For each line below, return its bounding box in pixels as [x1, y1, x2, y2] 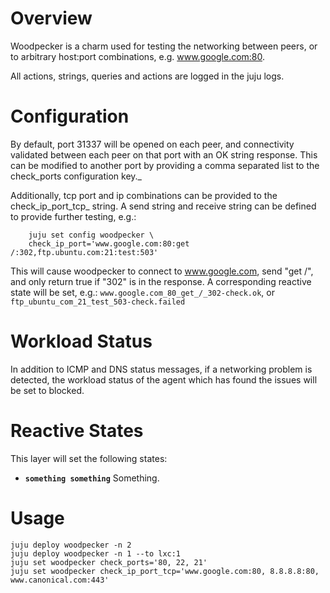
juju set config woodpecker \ [28, 230, 155, 240]
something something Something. [24, 472, 160, 484]
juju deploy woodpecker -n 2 [10, 540, 132, 550]
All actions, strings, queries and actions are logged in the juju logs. [10, 70, 285, 82]
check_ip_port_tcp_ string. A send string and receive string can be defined [10, 200, 317, 212]
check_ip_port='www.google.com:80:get [28, 238, 190, 249]
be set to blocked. [10, 384, 85, 396]
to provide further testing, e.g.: [10, 210, 137, 222]
